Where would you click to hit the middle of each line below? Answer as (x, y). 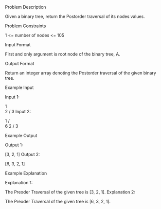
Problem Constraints (26, 26)
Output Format (20, 63)
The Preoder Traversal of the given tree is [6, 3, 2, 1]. (58, 201)
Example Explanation (26, 173)
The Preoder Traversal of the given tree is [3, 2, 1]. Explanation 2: (70, 192)
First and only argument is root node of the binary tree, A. (63, 54)
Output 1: (14, 145)
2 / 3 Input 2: (18, 112)
